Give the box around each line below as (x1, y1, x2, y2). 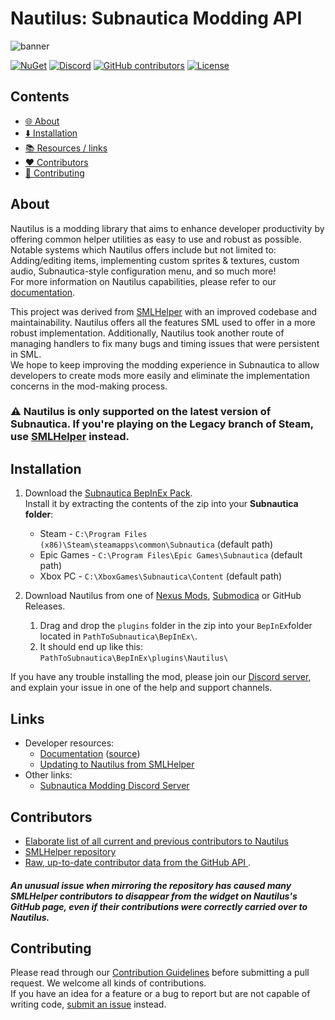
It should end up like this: (39, 641, 143, 653)
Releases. (24, 600, 66, 612)
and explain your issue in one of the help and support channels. (10, 682, 273, 694)
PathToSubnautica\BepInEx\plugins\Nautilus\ (39, 653, 229, 664)
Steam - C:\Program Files (39, 528, 148, 540)
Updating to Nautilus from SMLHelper (39, 758, 195, 771)
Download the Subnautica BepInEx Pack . (24, 487, 193, 499)
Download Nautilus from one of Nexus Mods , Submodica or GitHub (24, 590, 302, 602)
